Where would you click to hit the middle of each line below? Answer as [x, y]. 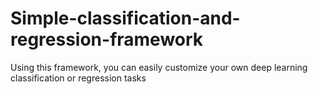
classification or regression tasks [78, 78]
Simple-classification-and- [125, 18]
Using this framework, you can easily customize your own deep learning [159, 67]
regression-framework [107, 39]
